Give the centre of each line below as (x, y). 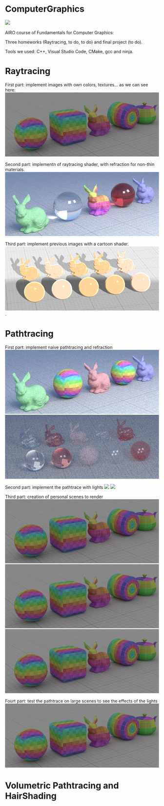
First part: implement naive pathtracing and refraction (59, 347)
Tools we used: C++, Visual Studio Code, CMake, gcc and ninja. (69, 51)
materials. (15, 169)
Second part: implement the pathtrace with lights (54, 487)
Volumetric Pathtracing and (62, 786)
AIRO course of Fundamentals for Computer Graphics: (59, 32)
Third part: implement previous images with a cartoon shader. (67, 244)
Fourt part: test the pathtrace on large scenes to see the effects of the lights (81, 701)
